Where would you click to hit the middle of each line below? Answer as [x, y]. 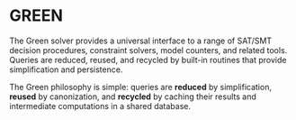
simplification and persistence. [66, 69]
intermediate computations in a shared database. [100, 106]
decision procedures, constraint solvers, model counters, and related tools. [148, 50]
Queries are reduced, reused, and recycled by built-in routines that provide [148, 60]
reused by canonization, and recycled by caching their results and [133, 97]
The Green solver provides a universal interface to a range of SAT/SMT [141, 41]
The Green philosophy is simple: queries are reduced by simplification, [141, 87]
